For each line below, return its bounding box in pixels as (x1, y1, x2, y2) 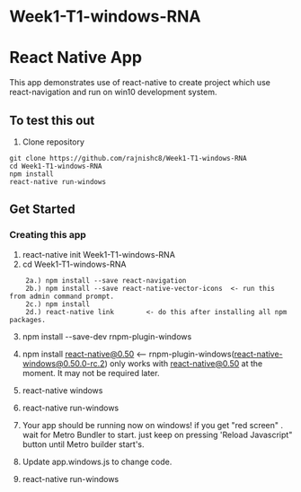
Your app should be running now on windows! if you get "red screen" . (22, 419, 284, 430)
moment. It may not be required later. (22, 367, 160, 378)
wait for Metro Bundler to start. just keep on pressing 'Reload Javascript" (22, 429, 293, 440)
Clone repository (22, 136, 85, 147)
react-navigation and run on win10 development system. (9, 87, 217, 98)
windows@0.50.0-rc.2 (22, 357, 105, 369)
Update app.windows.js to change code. (22, 456, 173, 467)
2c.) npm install (25, 299, 91, 309)
